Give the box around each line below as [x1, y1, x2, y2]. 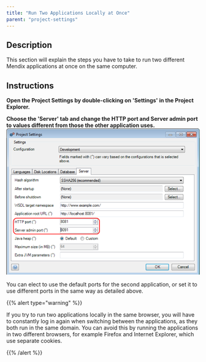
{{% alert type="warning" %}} [6, 299, 83, 307]
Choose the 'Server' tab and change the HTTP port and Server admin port [6, 115, 198, 123]
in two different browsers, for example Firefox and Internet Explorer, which [6, 331, 194, 338]
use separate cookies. [6, 337, 63, 345]
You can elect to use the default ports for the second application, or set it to [6, 281, 198, 288]
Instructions [6, 80, 54, 91]
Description [6, 40, 52, 50]
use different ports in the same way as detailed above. [6, 287, 143, 295]
